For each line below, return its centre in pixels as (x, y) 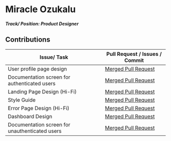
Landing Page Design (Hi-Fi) (42, 91)
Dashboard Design (30, 116)
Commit (134, 60)
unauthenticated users (35, 131)
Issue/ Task (54, 57)
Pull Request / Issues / (134, 54)
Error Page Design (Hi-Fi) (39, 108)
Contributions (28, 40)
